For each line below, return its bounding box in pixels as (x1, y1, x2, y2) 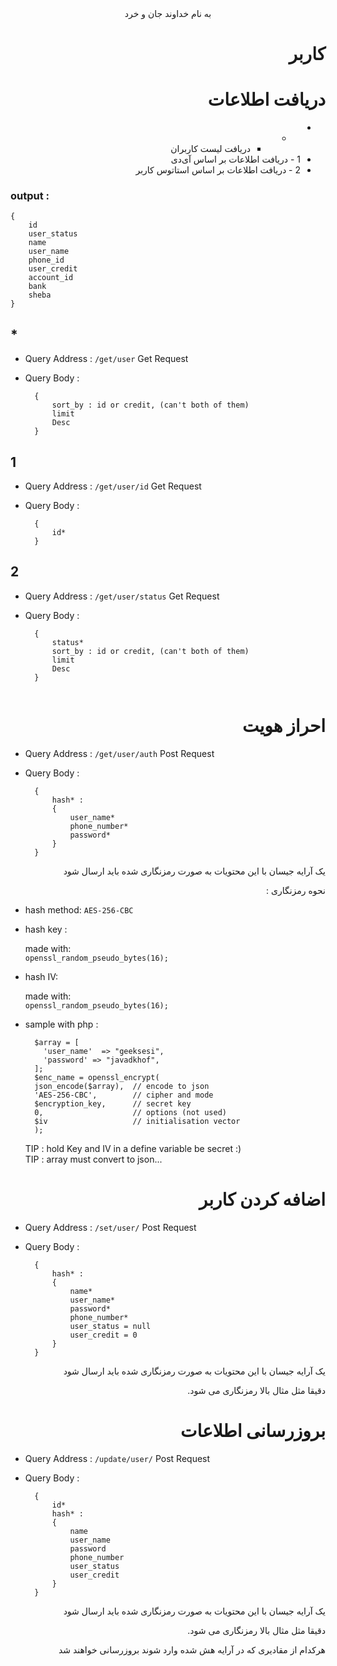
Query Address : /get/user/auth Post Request (24, 747, 215, 759)
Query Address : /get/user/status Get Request (24, 590, 220, 602)
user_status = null (69, 1321, 152, 1331)
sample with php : (24, 1018, 99, 1030)
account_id (28, 273, 74, 283)
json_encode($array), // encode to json (34, 1081, 210, 1091)
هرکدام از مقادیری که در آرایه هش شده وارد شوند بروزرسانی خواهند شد (58, 1643, 326, 1656)
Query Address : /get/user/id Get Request (24, 480, 202, 492)
